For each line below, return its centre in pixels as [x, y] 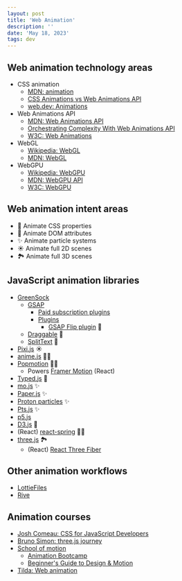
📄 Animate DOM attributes [54, 233]
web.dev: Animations [57, 106]
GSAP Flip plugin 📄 [75, 327]
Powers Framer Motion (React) [71, 371]
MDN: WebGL [47, 157]
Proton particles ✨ [43, 401]
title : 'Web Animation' [42, 20]
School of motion [42, 548]
